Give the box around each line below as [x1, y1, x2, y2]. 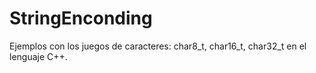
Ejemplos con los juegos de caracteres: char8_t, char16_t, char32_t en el [9, 40, 307, 52]
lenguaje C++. [9, 50, 68, 62]
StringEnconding [9, 7, 153, 30]
